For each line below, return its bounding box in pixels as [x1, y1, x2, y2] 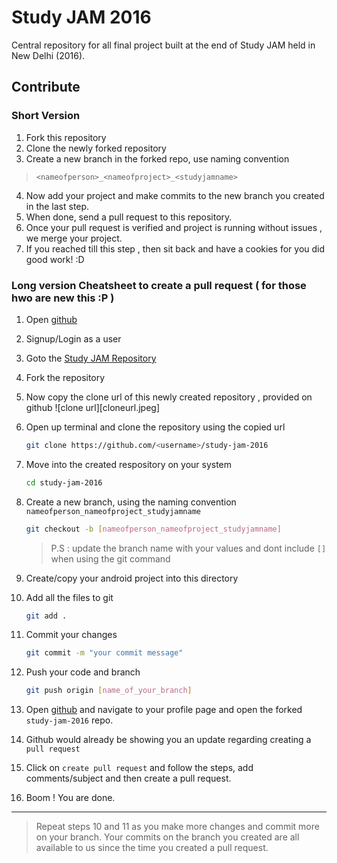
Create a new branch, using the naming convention [25, 496, 237, 508]
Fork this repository [25, 131, 107, 143]
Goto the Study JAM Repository [25, 352, 157, 364]
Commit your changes [25, 629, 118, 641]
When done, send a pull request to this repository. [25, 211, 233, 223]
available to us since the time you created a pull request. [35, 842, 269, 854]
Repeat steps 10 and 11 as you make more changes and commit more [35, 821, 320, 833]
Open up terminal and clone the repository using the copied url [25, 421, 286, 433]
